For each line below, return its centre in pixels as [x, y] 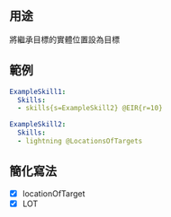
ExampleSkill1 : [38, 91]
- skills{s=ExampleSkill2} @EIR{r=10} [90, 108]
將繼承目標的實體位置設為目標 [64, 39]
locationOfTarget [54, 193]
